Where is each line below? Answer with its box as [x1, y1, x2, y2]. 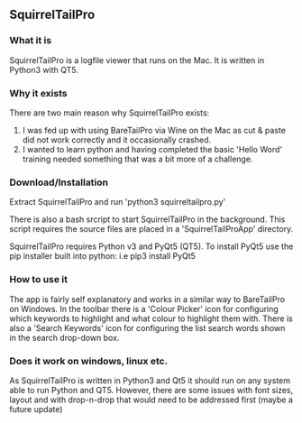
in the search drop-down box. [9, 332, 120, 343]
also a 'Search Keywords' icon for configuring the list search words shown [9, 322, 286, 333]
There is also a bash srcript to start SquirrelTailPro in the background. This [9, 214, 286, 225]
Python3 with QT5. [9, 64, 79, 75]
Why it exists [9, 87, 68, 99]
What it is [9, 34, 52, 47]
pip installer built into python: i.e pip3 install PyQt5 [9, 251, 197, 262]
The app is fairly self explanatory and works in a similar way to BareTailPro [9, 293, 286, 305]
